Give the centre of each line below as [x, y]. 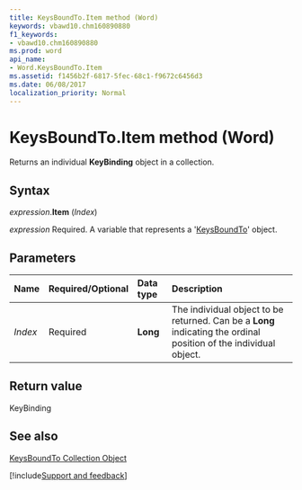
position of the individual [223, 343]
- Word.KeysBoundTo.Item [56, 68]
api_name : [28, 59]
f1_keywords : [34, 34]
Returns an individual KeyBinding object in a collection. [112, 162]
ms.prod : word [36, 51]
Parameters [43, 258]
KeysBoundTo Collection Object [68, 458]
